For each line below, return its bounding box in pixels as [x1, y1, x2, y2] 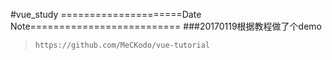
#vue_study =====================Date [10, 9, 202, 20]
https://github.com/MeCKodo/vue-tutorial [34, 40, 210, 50]
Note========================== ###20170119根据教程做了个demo [10, 20, 322, 32]
